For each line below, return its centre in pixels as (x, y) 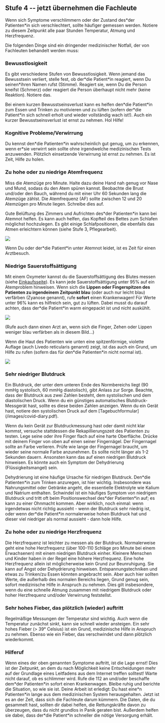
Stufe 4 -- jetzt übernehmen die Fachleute (71, 8)
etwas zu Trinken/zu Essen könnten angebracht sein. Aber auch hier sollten (82, 574)
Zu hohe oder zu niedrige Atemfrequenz (54, 172)
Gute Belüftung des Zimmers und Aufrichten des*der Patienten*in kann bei (81, 213)
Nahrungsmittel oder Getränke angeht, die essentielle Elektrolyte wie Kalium (82, 488)
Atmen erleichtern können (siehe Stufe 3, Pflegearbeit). (61, 229)
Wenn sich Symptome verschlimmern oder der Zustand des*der (70, 20)
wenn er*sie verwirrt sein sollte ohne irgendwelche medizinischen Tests (78, 149)
